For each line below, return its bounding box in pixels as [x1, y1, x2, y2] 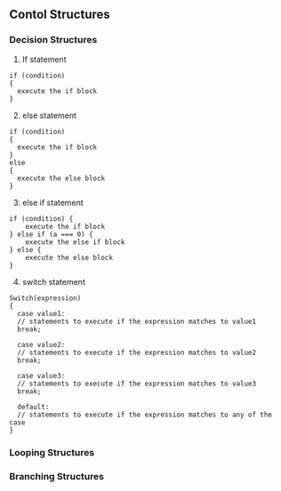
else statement [21, 110, 77, 121]
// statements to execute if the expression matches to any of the [17, 410, 273, 419]
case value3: [17, 371, 66, 380]
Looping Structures [9, 446, 95, 458]
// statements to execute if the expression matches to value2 [17, 348, 256, 357]
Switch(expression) [9, 293, 82, 303]
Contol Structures [9, 7, 111, 22]
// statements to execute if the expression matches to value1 [17, 317, 256, 326]
